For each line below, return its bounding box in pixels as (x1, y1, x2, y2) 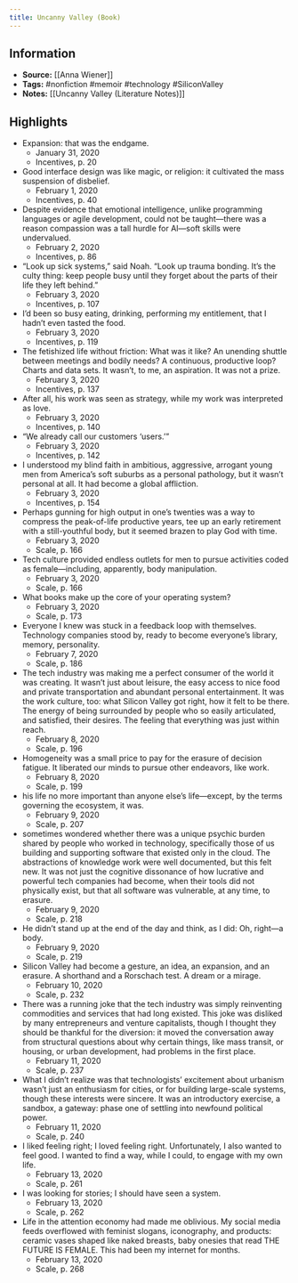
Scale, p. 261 (35, 1179, 83, 1190)
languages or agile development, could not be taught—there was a (21, 214, 267, 224)
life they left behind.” (21, 280, 99, 290)
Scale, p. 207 (35, 819, 85, 830)
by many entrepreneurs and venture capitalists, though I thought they (21, 1018, 277, 1028)
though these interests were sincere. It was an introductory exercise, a (21, 1093, 281, 1104)
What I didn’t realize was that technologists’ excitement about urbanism (21, 1075, 285, 1085)
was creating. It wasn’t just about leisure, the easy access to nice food (21, 678, 280, 688)
